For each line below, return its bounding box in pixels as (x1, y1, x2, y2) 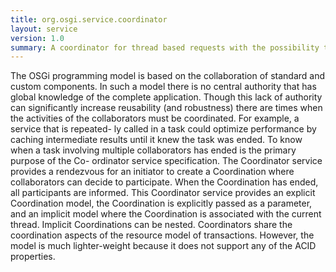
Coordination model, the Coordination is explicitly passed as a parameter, (10, 197, 313, 210)
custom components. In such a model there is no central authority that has (10, 81, 317, 93)
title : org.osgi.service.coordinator (10, 14, 168, 25)
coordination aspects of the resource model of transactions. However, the (10, 229, 315, 241)
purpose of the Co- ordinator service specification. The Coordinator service (10, 155, 323, 167)
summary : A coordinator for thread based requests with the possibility (10, 42, 320, 53)
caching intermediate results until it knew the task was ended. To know (10, 134, 303, 146)
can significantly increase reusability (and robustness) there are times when (10, 102, 323, 114)
